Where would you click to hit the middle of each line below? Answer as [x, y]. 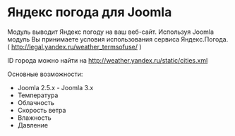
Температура [38, 95]
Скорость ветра [42, 110]
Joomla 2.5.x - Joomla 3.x [55, 87]
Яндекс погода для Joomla [90, 12]
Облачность [36, 102]
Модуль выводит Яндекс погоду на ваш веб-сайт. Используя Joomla [110, 32]
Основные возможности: [45, 74]
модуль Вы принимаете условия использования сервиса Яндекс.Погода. [118, 39]
